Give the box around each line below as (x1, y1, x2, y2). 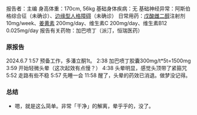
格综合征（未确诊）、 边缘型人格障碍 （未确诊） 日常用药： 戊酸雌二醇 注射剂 (6, 12, 185, 19)
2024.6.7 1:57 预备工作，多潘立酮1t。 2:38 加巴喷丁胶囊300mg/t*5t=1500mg (6, 57, 191, 64)
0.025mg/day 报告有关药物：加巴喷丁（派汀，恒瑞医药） (6, 27, 143, 34)
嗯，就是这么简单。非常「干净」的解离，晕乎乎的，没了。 (14, 102, 154, 109)
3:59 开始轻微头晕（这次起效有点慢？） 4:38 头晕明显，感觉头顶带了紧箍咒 (6, 65, 187, 72)
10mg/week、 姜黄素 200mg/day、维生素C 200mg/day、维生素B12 (6, 20, 168, 26)
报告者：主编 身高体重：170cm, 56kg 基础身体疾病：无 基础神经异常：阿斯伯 (6, 5, 191, 12)
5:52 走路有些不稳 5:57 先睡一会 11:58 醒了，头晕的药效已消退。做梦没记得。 (6, 72, 191, 79)
